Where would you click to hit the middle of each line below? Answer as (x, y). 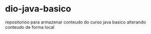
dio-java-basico (38, 9)
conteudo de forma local (30, 27)
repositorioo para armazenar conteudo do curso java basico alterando (75, 22)
